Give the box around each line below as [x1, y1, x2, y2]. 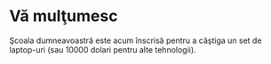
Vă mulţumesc [9, 6, 118, 26]
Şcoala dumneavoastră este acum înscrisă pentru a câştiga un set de [9, 35, 262, 46]
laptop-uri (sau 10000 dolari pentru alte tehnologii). [9, 44, 197, 54]
